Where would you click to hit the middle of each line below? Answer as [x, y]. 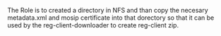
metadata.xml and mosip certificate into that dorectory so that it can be [111, 18]
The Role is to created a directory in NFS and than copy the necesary [108, 10]
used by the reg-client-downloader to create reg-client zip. [93, 25]
